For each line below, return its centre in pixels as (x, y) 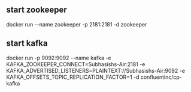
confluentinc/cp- (161, 77)
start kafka (27, 44)
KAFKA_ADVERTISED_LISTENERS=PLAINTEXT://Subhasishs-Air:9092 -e (96, 70)
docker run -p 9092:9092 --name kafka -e (59, 58)
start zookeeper (37, 10)
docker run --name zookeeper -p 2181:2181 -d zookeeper (77, 24)
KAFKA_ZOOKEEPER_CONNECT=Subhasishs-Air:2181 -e (76, 64)
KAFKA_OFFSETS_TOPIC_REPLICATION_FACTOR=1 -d (73, 77)
